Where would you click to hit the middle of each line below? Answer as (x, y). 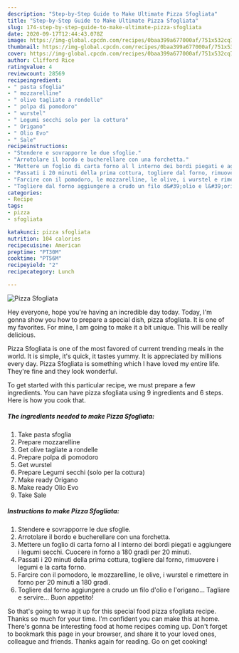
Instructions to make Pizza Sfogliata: (63, 511)
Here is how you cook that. (47, 400)
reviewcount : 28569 (36, 73)
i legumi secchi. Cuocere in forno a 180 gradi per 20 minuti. (105, 552)
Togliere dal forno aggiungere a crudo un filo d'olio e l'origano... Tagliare (123, 590)
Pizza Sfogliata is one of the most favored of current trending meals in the (116, 348)
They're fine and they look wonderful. (63, 371)
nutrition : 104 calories (44, 239)
